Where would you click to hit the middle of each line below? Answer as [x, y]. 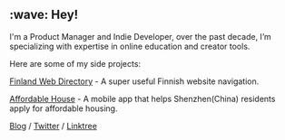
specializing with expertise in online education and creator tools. [130, 46]
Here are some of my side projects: [75, 63]
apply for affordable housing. [64, 108]
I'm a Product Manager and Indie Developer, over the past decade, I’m [141, 36]
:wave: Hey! [44, 15]
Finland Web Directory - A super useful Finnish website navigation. [134, 81]
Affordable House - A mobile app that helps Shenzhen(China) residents [142, 98]
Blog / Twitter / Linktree [54, 126]
